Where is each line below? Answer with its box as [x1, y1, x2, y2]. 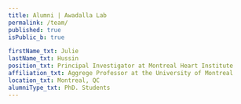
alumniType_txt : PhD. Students [8, 84, 111, 91]
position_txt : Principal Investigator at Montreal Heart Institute [8, 62, 234, 70]
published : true [8, 26, 61, 34]
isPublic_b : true [8, 33, 65, 41]
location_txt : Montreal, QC [8, 76, 100, 84]
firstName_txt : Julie [8, 48, 79, 56]
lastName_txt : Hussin [8, 55, 79, 63]
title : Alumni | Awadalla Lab [8, 11, 108, 20]
